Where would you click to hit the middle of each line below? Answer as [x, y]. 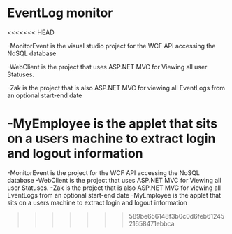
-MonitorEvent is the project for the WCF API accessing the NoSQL [104, 172]
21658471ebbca [152, 223]
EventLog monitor [60, 13]
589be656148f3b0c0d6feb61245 [177, 216]
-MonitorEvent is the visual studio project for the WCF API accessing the [111, 46]
